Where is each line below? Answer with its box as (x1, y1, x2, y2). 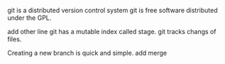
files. (7, 35, 22, 43)
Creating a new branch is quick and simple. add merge (7, 49, 168, 57)
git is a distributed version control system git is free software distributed (7, 6, 218, 14)
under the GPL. (7, 14, 52, 22)
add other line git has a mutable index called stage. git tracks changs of (7, 28, 216, 36)
